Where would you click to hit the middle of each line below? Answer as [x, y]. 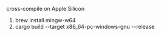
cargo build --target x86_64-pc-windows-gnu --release [85, 27]
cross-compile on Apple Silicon [46, 9]
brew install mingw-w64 [45, 20]
